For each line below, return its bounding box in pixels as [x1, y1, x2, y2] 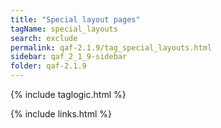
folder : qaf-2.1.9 [10, 61, 87, 71]
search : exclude [10, 33, 78, 43]
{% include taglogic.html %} [10, 89, 127, 100]
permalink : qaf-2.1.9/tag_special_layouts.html [10, 42, 213, 53]
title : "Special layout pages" [10, 14, 141, 25]
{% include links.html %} [10, 108, 112, 120]
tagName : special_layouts [10, 24, 118, 34]
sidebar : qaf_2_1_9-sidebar [10, 52, 128, 62]
